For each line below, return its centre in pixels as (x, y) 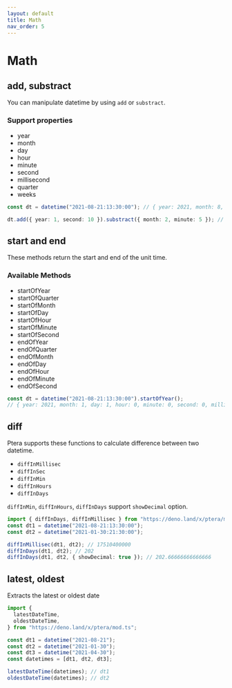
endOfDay (32, 364)
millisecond (33, 180)
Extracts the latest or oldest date (54, 595)
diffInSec (31, 472)
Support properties (40, 120)
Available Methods (39, 276)
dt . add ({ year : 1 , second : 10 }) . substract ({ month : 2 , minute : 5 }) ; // (116, 219)
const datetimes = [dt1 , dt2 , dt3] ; (60, 659)
